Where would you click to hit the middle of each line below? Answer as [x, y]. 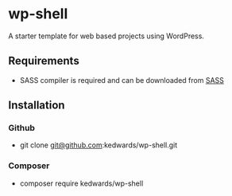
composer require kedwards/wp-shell [81, 183]
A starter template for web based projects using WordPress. [106, 36]
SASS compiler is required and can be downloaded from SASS [122, 80]
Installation [37, 106]
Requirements [44, 61]
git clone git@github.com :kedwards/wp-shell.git [99, 145]
